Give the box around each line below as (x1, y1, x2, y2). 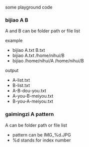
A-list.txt (12, 77, 30, 83)
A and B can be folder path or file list (5, 28, 81, 34)
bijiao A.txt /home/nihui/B (12, 52, 65, 59)
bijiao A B (5, 16, 28, 23)
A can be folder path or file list (5, 122, 67, 128)
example (5, 37, 23, 44)
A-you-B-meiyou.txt (12, 93, 54, 99)
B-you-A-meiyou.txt (12, 98, 53, 104)
